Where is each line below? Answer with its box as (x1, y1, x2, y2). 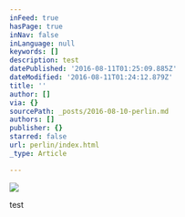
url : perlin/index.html (9, 140, 100, 150)
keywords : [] (9, 47, 59, 57)
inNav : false (9, 30, 59, 39)
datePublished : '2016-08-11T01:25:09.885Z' (9, 65, 178, 74)
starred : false (9, 132, 67, 141)
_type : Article (9, 149, 67, 158)
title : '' (9, 81, 47, 90)
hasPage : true (9, 22, 64, 31)
